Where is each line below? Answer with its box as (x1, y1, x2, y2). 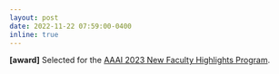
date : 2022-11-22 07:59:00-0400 (9, 22, 132, 31)
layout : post (9, 13, 59, 23)
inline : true (9, 30, 59, 39)
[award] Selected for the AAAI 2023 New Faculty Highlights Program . (9, 55, 271, 66)
